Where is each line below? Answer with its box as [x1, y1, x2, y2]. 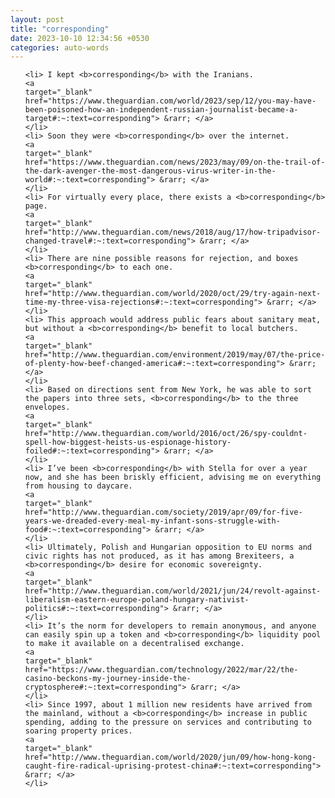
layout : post [10, 14, 65, 25]
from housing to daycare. [24, 481, 133, 491]
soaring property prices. [24, 726, 133, 736]
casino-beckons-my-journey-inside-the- [24, 674, 192, 684]
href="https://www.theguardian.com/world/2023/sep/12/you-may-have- [24, 96, 317, 106]
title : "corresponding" [10, 24, 110, 34]
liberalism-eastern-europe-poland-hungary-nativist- [24, 595, 250, 605]
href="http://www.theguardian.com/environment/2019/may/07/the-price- [24, 350, 326, 360]
